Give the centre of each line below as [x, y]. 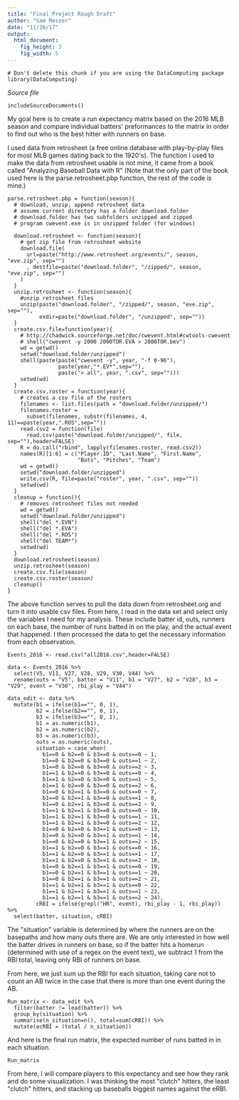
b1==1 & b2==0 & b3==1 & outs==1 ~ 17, [101, 854]
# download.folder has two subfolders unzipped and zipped [103, 217]
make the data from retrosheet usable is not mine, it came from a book [111, 163]
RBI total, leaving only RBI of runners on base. [74, 959]
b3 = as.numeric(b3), [68, 736]
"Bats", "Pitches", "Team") [119, 460]
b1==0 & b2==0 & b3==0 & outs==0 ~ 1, [100, 754]
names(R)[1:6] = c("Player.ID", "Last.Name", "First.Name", [111, 454]
